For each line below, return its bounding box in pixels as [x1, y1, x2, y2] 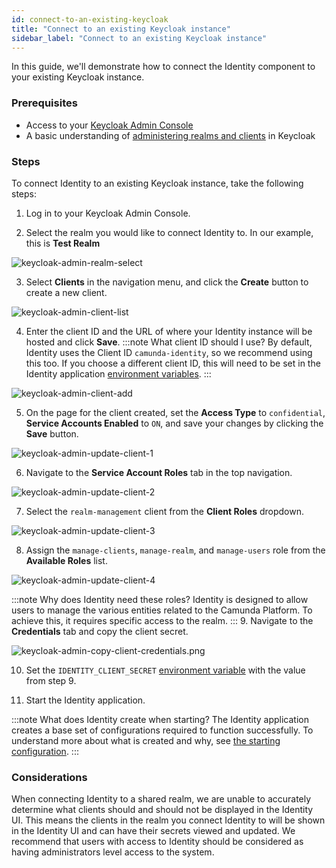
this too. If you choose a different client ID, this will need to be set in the [25, 357, 321, 369]
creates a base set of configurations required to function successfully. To [11, 724, 314, 736]
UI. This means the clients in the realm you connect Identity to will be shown [11, 814, 326, 826]
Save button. [25, 427, 79, 440]
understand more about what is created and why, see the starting [11, 734, 281, 746]
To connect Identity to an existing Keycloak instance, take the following [11, 177, 304, 189]
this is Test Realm [25, 237, 101, 249]
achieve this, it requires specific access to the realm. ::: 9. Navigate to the [11, 614, 314, 626]
